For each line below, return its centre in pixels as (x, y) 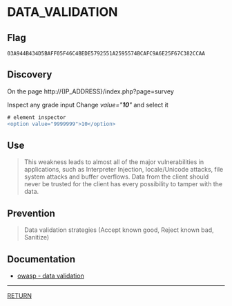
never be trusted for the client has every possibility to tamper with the (123, 184)
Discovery (30, 74)
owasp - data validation (50, 276)
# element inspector (37, 117)
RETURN (20, 296)
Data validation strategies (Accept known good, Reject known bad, (119, 230)
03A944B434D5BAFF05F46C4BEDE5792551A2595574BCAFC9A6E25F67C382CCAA (106, 53)
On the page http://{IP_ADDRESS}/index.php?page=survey (91, 91)
